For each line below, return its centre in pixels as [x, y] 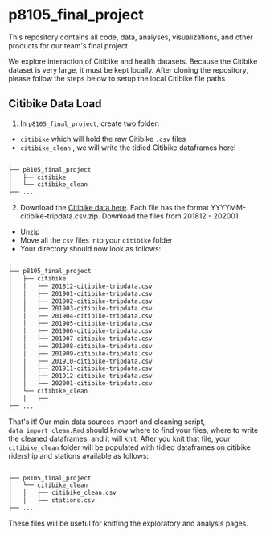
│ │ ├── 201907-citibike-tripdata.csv [80, 339]
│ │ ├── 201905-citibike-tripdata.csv [80, 324]
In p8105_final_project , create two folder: [90, 123]
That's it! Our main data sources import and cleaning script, [107, 422]
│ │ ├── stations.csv [51, 501]
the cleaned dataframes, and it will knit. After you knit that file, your [119, 438]
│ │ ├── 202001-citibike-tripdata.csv [80, 384]
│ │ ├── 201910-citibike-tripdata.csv [80, 361]
